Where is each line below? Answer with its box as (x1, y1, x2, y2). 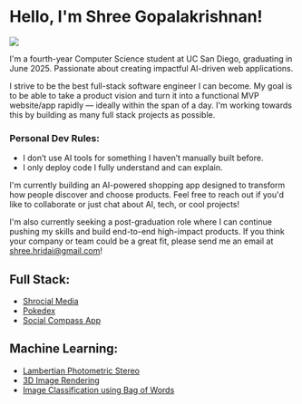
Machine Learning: (9, 341, 119, 357)
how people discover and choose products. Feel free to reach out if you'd (9, 189, 284, 200)
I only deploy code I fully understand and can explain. (22, 162, 224, 173)
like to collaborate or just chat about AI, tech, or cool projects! (9, 199, 240, 210)
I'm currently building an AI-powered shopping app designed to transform (9, 179, 286, 191)
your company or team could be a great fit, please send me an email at (9, 236, 274, 246)
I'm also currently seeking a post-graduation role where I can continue (9, 216, 272, 227)
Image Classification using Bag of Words (22, 384, 175, 395)
